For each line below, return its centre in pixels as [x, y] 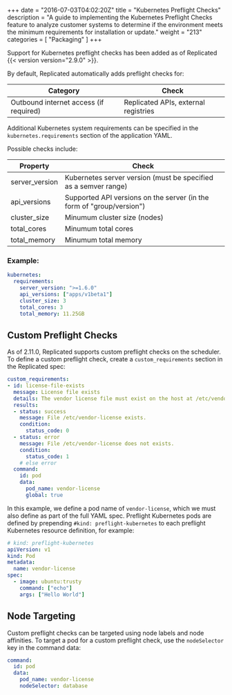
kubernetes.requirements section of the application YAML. [90, 135]
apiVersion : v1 [29, 550]
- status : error [37, 437]
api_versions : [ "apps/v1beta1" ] [66, 294]
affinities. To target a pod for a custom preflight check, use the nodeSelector [116, 640]
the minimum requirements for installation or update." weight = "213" [105, 32]
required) [26, 111]
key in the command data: [44, 647]
